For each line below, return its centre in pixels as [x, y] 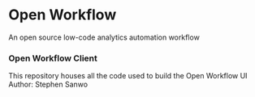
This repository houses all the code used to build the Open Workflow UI [128, 76]
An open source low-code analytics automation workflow [104, 37]
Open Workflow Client [53, 58]
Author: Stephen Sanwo [48, 84]
